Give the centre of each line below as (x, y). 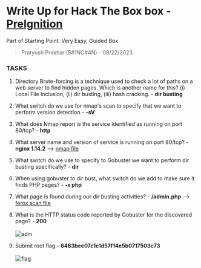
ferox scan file (33, 203)
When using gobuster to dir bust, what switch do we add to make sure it (105, 178)
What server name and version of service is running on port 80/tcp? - (102, 142)
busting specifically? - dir (47, 167)
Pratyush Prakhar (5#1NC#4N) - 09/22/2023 (77, 52)
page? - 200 (31, 221)
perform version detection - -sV (55, 113)
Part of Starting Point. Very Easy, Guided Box (62, 41)
